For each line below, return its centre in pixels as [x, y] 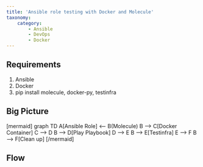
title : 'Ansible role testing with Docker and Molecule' [80, 12]
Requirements [34, 65]
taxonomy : [19, 18]
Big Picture [27, 111]
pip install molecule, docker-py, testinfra [66, 92]
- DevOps [39, 35]
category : [30, 23]
